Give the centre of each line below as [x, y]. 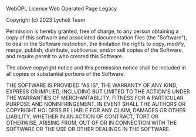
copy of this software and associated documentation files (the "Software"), [97, 37]
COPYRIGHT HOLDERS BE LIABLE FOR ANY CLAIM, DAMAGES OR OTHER [96, 110]
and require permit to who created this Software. [65, 56]
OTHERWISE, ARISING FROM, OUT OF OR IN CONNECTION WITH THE [92, 123]
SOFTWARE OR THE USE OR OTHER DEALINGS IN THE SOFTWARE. [88, 129]
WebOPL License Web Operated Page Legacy [62, 9]
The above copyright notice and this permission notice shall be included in [96, 68]
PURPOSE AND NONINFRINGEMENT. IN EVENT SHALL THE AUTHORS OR [96, 104]
